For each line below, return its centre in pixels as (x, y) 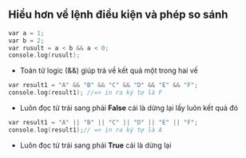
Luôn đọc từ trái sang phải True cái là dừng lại (95, 145)
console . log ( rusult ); (44, 55)
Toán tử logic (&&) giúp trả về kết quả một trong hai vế (109, 71)
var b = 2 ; (26, 41)
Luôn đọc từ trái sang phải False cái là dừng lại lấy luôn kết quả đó (129, 108)
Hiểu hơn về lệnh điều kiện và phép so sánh (118, 15)
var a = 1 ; (26, 33)
